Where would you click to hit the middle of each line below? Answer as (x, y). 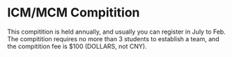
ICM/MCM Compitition (74, 13)
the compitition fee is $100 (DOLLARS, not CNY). (77, 46)
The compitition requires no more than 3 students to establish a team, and (113, 38)
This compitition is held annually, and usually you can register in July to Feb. (117, 32)
